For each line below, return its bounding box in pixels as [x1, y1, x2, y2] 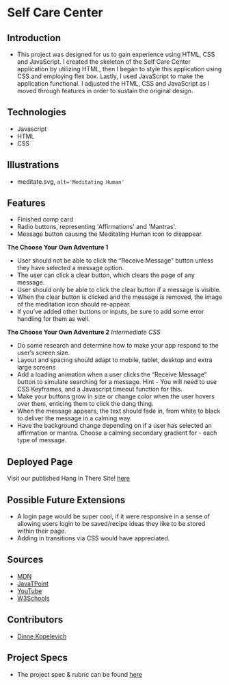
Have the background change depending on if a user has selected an [16, 422, 212, 430]
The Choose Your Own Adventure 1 [7, 243, 109, 252]
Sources [7, 554, 44, 566]
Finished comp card [16, 215, 74, 224]
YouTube [16, 586, 42, 594]
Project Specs [7, 652, 68, 664]
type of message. [16, 436, 67, 444]
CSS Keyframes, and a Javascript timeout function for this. [16, 385, 183, 394]
